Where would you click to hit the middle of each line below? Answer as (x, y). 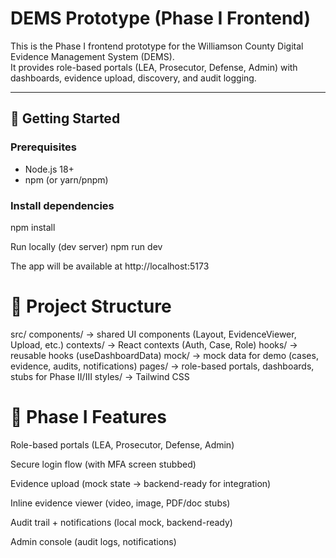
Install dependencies (62, 205)
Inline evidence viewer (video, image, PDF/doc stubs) (120, 503)
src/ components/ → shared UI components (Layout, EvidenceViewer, (153, 334)
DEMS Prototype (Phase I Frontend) (161, 18)
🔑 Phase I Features (88, 417)
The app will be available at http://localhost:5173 (110, 266)
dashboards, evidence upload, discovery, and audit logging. (133, 78)
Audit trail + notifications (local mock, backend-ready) (121, 522)
